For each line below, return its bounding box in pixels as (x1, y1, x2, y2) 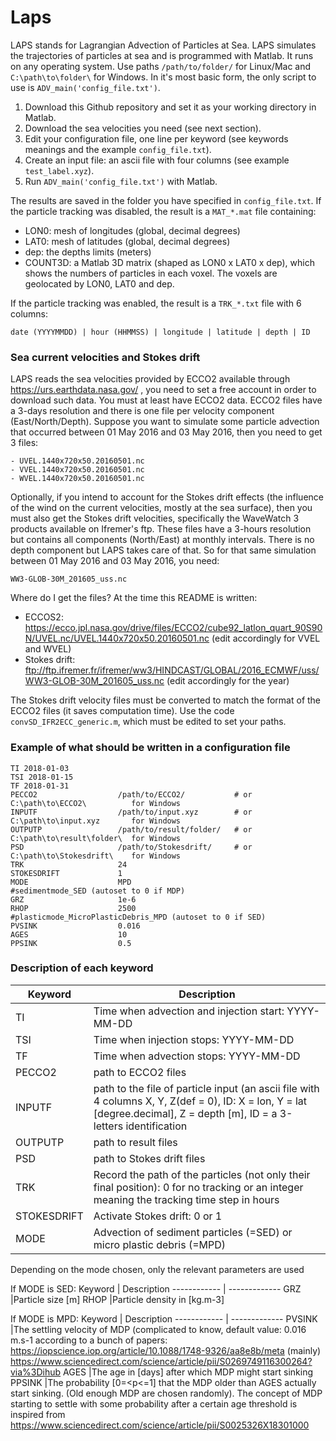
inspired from (10, 1408, 66, 1420)
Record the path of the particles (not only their (93, 1167, 311, 1181)
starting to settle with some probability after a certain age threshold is (10, 1397, 298, 1410)
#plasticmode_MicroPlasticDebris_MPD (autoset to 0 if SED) (10, 912, 267, 922)
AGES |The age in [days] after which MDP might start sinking (63, 1366, 314, 1378)
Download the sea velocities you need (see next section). (24, 122, 262, 134)
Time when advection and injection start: (93, 1004, 285, 1018)
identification (125, 1119, 188, 1133)
